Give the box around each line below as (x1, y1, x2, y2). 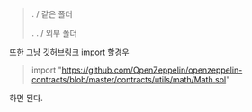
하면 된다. (9, 93, 43, 103)
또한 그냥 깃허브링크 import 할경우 (9, 47, 130, 57)
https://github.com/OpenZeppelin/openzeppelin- (61, 65, 243, 75)
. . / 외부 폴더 (31, 28, 78, 39)
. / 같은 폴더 (31, 9, 74, 19)
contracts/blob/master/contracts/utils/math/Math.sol (31, 74, 227, 84)
